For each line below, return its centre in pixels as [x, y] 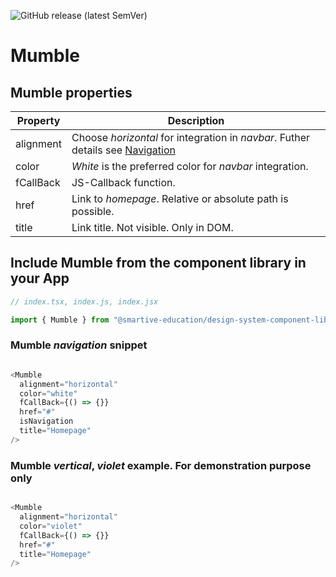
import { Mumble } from [60, 320]
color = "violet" [51, 526]
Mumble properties [71, 92]
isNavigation [46, 421]
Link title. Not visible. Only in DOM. [152, 227]
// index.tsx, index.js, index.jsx [84, 301]
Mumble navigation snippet [79, 345]
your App [40, 278]
